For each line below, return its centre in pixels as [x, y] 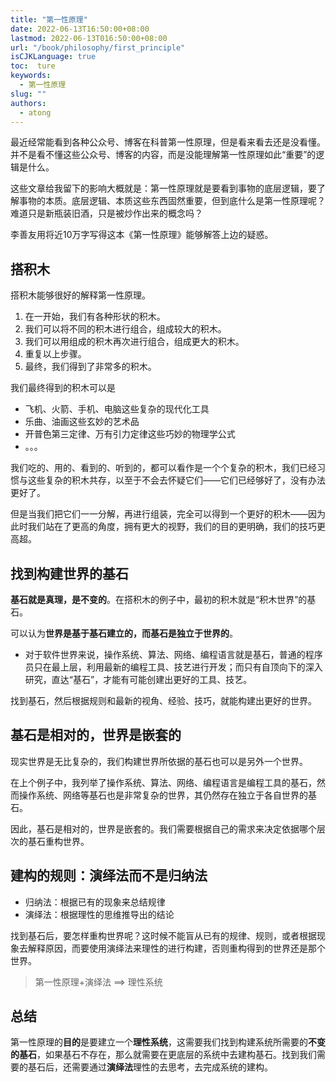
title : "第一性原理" [49, 19]
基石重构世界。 [58, 841]
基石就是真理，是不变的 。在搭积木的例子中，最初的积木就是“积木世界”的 [159, 599]
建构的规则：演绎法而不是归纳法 [109, 876]
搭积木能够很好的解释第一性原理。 [80, 295]
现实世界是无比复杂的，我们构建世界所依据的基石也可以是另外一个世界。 [159, 761]
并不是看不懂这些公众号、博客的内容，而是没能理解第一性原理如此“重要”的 [163, 155]
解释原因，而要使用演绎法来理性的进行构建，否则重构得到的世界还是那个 [176, 948]
